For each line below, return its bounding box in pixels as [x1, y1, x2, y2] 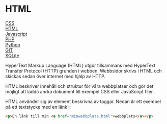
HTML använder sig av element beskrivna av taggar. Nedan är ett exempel [5, 98, 161, 105]
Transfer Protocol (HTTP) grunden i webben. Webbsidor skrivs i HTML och [5, 67, 162, 74]
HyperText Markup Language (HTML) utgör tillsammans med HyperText [5, 62, 156, 68]
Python [5, 41, 20, 47]
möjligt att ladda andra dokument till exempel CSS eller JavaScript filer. [5, 88, 154, 94]
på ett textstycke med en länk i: [5, 104, 71, 110]
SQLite [5, 52, 19, 59]
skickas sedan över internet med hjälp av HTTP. [5, 73, 106, 79]
